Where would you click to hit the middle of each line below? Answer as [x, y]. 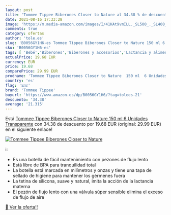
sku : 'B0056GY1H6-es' [28, 48]
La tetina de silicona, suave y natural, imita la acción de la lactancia [83, 181]
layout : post [19, 10]
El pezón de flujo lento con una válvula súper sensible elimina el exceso [88, 192]
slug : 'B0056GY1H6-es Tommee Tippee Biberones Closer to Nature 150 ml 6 [85, 43]
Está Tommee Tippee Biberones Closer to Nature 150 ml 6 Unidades [77, 119]
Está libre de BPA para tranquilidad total [54, 165]
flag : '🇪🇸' [18, 85]
